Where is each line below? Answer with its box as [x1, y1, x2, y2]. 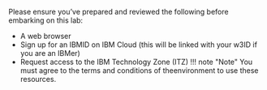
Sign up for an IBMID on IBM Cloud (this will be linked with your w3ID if [19, 40, 258, 49]
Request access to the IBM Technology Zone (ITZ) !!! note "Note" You [19, 57, 253, 66]
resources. [19, 75, 57, 84]
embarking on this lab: [8, 15, 84, 25]
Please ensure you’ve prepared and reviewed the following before [8, 7, 229, 16]
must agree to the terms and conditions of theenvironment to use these [19, 66, 259, 75]
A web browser [19, 32, 71, 41]
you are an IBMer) [19, 49, 81, 58]
